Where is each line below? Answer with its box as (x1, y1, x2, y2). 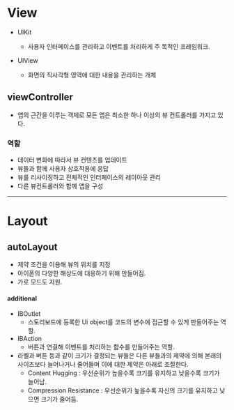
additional (7, 294, 37, 303)
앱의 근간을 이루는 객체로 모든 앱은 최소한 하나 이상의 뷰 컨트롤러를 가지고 (17, 110, 217, 119)
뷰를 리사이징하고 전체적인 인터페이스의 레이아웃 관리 (17, 173, 162, 182)
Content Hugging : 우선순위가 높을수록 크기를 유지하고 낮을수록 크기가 (27, 369, 220, 377)
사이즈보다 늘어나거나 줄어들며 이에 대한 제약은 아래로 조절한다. (17, 360, 189, 369)
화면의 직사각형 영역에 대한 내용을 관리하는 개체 (27, 70, 157, 79)
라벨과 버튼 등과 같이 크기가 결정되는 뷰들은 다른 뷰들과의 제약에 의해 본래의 (17, 351, 222, 360)
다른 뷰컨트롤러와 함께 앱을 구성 (17, 182, 103, 190)
